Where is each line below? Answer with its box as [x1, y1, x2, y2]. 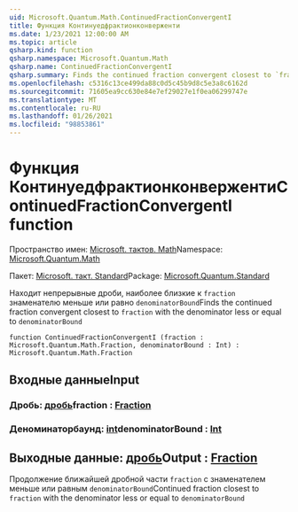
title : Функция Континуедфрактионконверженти [9, 21, 180, 30]
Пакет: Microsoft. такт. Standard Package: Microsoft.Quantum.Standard [9, 270, 271, 281]
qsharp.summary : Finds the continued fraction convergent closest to [9, 71, 272, 80]
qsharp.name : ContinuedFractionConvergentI [9, 63, 173, 72]
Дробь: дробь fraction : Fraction [9, 400, 152, 412]
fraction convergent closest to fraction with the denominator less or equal [9, 306, 282, 317]
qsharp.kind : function [9, 46, 93, 55]
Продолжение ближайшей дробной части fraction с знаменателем [9, 473, 266, 484]
